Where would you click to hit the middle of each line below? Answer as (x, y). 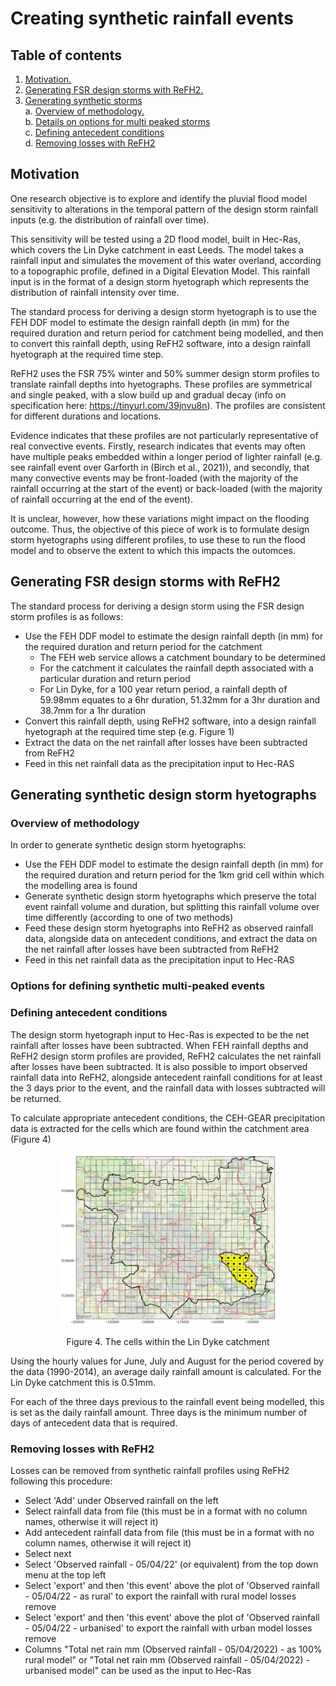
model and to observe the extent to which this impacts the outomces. (153, 550)
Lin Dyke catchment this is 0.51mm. (83, 1382)
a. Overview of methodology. (84, 111)
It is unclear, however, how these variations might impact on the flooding (160, 518)
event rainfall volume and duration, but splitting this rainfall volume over (172, 907)
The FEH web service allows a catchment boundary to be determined (182, 657)
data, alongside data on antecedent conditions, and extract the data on (171, 939)
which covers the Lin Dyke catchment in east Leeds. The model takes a (157, 249)
